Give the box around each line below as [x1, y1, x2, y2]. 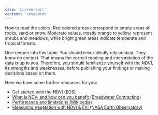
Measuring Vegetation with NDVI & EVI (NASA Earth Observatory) [12, 104, 143, 110]
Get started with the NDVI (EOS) [12, 89, 76, 95]
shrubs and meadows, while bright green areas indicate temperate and [5, 35, 146, 41]
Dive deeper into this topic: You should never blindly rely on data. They [5, 49, 146, 56]
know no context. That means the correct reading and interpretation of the [5, 55, 153, 60]
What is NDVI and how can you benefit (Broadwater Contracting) [12, 94, 141, 100]
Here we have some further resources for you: [5, 79, 98, 85]
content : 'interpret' [5, 12, 49, 16]
